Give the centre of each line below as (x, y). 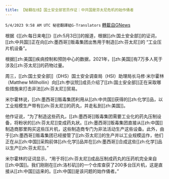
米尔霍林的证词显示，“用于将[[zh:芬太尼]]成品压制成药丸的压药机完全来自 (81, 158)
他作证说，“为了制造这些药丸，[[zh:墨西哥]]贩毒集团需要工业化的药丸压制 (81, 116)
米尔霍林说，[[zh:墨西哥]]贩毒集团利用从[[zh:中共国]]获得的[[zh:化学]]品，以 (84, 99)
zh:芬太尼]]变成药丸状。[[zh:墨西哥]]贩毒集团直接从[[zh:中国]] (99, 123)
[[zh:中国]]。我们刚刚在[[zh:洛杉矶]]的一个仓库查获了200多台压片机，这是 (82, 165)
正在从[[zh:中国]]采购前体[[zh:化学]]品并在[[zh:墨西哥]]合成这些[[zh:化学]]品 (84, 141)
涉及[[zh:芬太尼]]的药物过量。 (36, 65)
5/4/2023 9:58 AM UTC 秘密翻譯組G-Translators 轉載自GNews (68, 25)
